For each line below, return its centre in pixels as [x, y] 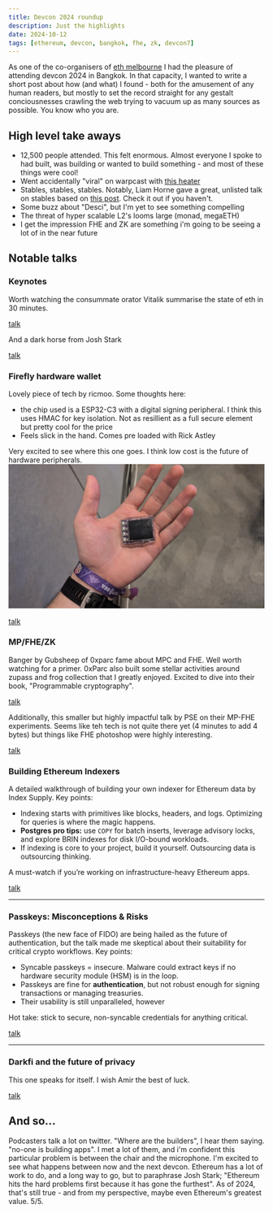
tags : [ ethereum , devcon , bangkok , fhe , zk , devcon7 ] [102, 43]
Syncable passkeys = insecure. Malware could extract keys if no [128, 968]
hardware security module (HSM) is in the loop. [99, 976]
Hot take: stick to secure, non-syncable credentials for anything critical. [128, 1018]
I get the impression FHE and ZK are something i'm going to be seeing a [141, 224]
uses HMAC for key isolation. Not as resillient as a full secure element [136, 418]
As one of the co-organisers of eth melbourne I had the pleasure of [121, 67]
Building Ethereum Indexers [64, 771]
